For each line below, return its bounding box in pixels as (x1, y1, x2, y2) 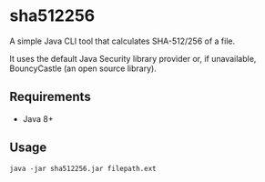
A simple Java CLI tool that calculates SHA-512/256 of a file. (9, 35, 235, 46)
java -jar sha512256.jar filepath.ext (9, 164, 157, 173)
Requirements (9, 89, 91, 105)
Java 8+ (22, 113, 54, 124)
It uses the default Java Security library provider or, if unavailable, (9, 53, 257, 64)
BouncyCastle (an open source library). (9, 63, 157, 74)
